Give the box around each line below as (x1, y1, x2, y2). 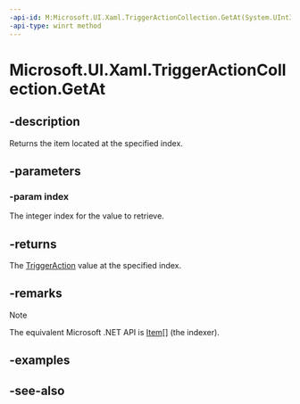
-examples (9, 353, 71, 368)
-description (9, 114, 80, 129)
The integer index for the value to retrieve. (9, 210, 165, 221)
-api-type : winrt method (9, 21, 102, 30)
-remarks (9, 286, 62, 301)
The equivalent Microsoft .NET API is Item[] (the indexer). (9, 326, 221, 337)
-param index (9, 190, 70, 202)
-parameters (9, 163, 81, 178)
